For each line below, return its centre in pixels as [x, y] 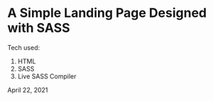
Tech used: [24, 47]
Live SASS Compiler [47, 76]
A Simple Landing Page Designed [107, 13]
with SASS [39, 28]
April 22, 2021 [28, 90]
